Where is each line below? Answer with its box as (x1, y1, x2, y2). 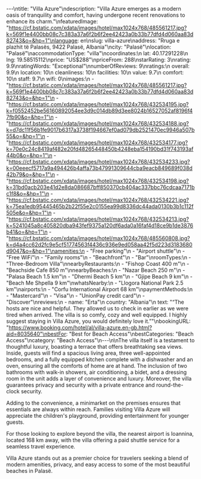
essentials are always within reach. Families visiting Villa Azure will (6, 406, 170, 413)
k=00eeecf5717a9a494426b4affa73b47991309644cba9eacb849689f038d (6, 164, 193, 172)
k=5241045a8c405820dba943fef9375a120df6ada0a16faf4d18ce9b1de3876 (6, 222, 193, 229)
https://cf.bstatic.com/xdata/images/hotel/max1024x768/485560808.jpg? (8, 235, 190, 242)
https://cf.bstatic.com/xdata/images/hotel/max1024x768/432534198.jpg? (8, 177, 190, 184)
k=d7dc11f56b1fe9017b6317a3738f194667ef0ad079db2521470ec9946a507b (6, 126, 195, 133)
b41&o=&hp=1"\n (6, 228, 48, 235)
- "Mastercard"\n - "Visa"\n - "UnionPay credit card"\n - (6, 292, 145, 299)
